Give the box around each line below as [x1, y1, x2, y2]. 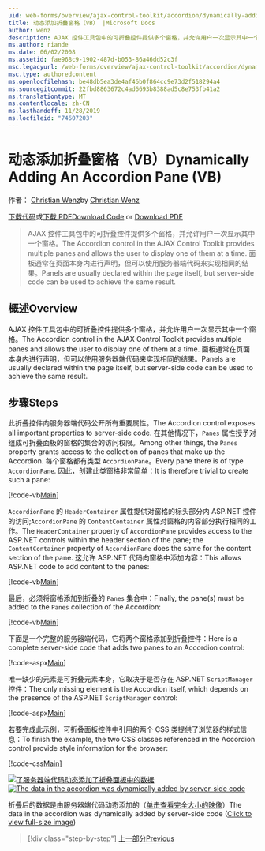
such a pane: [8, 475, 50, 485]
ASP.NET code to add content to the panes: [8, 562, 150, 572]
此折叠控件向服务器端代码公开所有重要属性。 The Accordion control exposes [8, 418, 256, 428]
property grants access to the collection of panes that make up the [8, 447, 226, 456]
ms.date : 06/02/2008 [8, 48, 77, 56]
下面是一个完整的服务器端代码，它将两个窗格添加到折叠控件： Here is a [8, 634, 238, 643]
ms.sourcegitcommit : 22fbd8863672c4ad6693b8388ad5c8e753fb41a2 [8, 84, 221, 93]
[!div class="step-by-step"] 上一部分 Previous [27, 834, 175, 843]
